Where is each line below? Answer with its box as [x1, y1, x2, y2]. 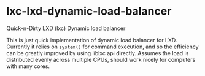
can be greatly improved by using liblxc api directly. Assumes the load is [6, 49, 189, 56]
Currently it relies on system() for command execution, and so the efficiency [6, 43, 199, 50]
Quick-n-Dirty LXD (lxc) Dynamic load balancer [6, 25, 126, 32]
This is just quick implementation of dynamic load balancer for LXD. [6, 36, 177, 44]
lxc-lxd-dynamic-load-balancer [6, 4, 172, 18]
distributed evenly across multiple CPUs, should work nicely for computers [6, 56, 196, 63]
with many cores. [6, 63, 50, 70]
